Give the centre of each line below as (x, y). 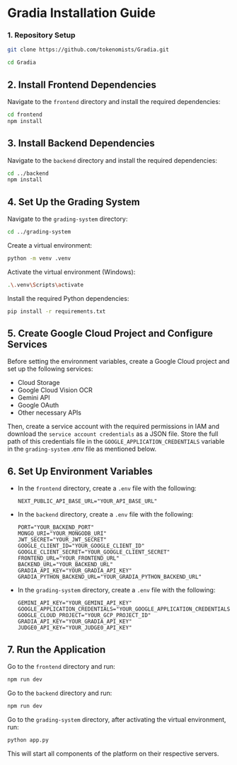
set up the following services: (50, 369)
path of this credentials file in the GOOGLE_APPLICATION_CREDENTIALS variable (116, 442)
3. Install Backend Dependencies (81, 143)
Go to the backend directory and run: (60, 693)
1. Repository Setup (41, 35)
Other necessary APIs (50, 413)
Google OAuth (38, 405)
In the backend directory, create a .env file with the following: (105, 514)
